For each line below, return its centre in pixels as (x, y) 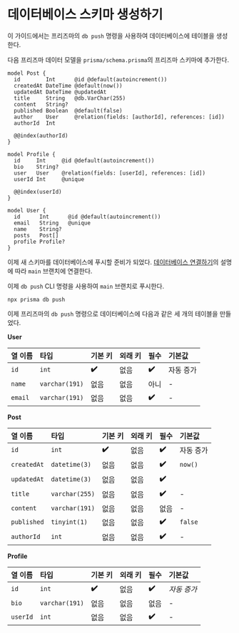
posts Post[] (36, 235)
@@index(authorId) (41, 135)
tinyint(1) (69, 522)
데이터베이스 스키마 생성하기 (85, 15)
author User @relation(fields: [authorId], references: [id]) (119, 117)
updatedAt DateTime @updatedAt (60, 92)
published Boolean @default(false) (68, 110)
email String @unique (52, 223)
